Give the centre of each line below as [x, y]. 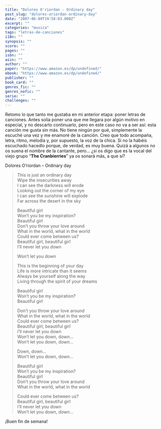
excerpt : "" [17, 23]
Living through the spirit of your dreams [57, 281]
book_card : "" [20, 82]
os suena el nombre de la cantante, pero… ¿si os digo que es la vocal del [78, 151]
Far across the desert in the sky [49, 201]
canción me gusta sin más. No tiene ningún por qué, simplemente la [74, 130]
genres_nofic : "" [23, 91]
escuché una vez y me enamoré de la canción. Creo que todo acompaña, [79, 135]
